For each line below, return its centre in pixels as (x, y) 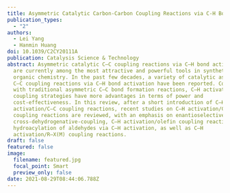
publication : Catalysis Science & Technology (73, 58)
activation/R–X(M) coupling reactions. (70, 134)
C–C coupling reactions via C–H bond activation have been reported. (114, 83)
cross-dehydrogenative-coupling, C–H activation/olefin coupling (108, 121)
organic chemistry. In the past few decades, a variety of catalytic (114, 77)
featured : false (30, 147)
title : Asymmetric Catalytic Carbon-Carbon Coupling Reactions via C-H (111, 13)
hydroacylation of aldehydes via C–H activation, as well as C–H (108, 128)
